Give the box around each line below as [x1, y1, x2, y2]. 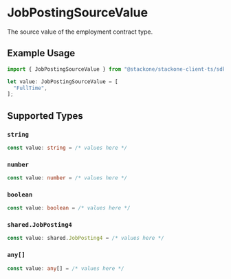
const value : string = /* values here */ [7, 144, 128, 151]
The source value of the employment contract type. [7, 27, 153, 36]
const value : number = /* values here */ [7, 175, 128, 181]
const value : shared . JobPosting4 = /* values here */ [7, 235, 165, 242]
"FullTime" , [13, 85, 48, 91]
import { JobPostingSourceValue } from [7, 65, 122, 73]
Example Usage [7, 47, 76, 59]
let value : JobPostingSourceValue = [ [7, 78, 118, 85]
